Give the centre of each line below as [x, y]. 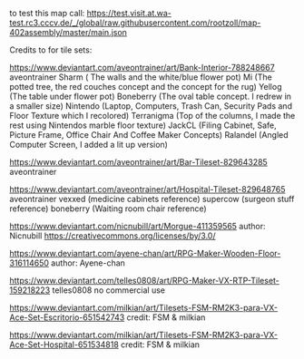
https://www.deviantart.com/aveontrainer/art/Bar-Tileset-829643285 [138, 162]
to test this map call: [47, 13]
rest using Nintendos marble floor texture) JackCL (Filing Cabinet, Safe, [143, 125]
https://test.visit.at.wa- [129, 13]
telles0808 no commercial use [109, 290]
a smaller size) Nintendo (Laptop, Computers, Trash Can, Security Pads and [151, 106]
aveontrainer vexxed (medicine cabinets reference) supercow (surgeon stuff [152, 199]
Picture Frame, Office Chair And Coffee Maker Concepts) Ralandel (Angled [149, 135]
